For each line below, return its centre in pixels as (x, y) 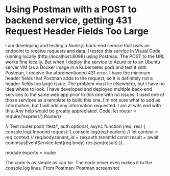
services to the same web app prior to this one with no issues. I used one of (85, 94)
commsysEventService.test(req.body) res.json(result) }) (64, 143)
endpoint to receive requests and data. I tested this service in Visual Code (83, 51)
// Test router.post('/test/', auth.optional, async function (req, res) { (75, 126)
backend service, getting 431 (68, 20)
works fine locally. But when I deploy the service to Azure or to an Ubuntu (83, 62)
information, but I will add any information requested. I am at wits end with (83, 105)
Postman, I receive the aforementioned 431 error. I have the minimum (78, 72)
